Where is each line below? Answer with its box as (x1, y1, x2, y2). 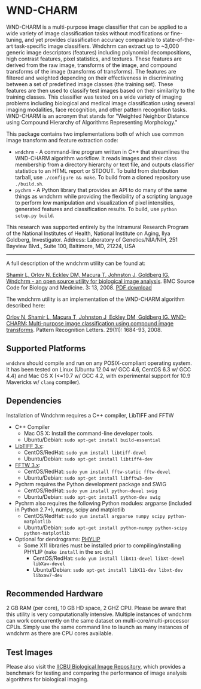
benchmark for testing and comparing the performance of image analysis (6, 669, 187, 676)
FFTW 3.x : (14, 461, 41, 468)
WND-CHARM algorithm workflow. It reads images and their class (14, 154, 177, 161)
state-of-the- (162, 36, 195, 43)
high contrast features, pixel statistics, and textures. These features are (6, 55, 182, 62)
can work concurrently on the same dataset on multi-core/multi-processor (6, 617, 190, 624)
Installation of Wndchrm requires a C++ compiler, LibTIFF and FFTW (6, 411, 174, 419)
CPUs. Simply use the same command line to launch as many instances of (6, 623, 189, 631)
